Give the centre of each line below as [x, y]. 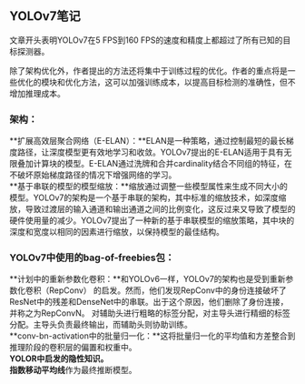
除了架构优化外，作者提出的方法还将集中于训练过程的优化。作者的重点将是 [148, 70]
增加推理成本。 [37, 93]
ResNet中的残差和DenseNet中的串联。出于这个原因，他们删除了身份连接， [149, 302]
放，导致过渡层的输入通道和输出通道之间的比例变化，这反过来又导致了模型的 [152, 209]
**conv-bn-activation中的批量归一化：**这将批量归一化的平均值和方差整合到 [152, 336]
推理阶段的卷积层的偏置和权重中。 [73, 348]
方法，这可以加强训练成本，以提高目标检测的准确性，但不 [188, 82]
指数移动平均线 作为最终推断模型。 [73, 370]
